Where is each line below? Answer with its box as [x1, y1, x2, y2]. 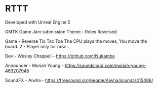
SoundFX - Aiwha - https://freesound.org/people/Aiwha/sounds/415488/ [5, 77, 153, 83]
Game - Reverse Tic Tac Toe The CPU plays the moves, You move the [5, 38, 147, 44]
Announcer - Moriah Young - [5, 62, 64, 68]
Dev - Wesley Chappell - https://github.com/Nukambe [5, 53, 115, 59]
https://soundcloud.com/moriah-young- [65, 62, 146, 68]
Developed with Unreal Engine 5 [5, 19, 71, 25]
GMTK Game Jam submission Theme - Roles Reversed [5, 29, 117, 34]
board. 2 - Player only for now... [5, 43, 70, 49]
